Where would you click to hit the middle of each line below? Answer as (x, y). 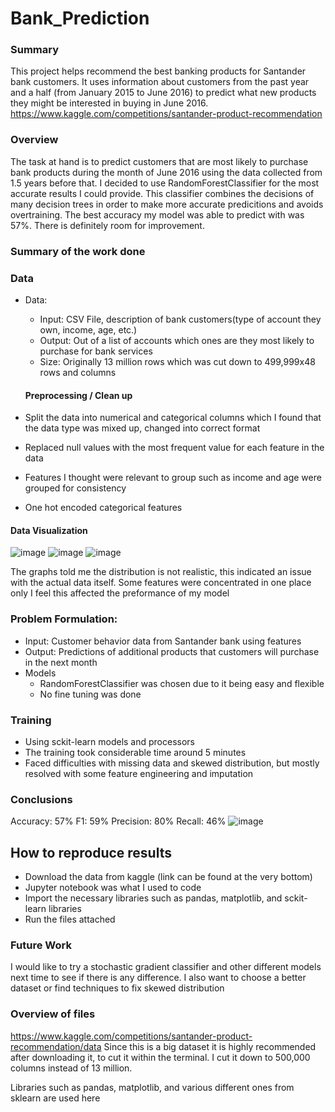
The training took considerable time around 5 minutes (135, 752)
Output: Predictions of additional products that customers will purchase (172, 651)
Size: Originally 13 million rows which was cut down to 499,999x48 (177, 361)
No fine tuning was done (90, 694)
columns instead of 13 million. (71, 1068)
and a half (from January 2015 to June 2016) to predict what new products (163, 93)
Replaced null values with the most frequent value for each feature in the (174, 448)
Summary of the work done (78, 251)
